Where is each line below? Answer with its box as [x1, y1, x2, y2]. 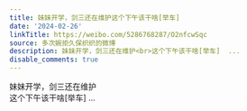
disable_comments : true [9, 55, 99, 64]
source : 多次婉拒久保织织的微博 [9, 38, 116, 48]
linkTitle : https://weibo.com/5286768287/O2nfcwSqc [9, 30, 207, 39]
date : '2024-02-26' [9, 22, 83, 31]
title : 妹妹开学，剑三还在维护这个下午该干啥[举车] [9, 13, 180, 23]
